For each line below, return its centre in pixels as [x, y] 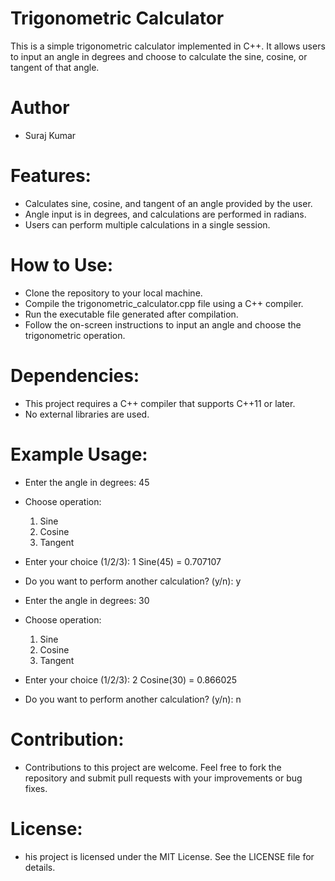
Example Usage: [79, 454]
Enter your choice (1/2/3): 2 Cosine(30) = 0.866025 [131, 679]
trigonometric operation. [75, 335]
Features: [51, 176]
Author [40, 108]
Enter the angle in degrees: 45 [87, 482]
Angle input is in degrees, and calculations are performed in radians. [165, 214]
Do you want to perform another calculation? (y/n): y [133, 581]
